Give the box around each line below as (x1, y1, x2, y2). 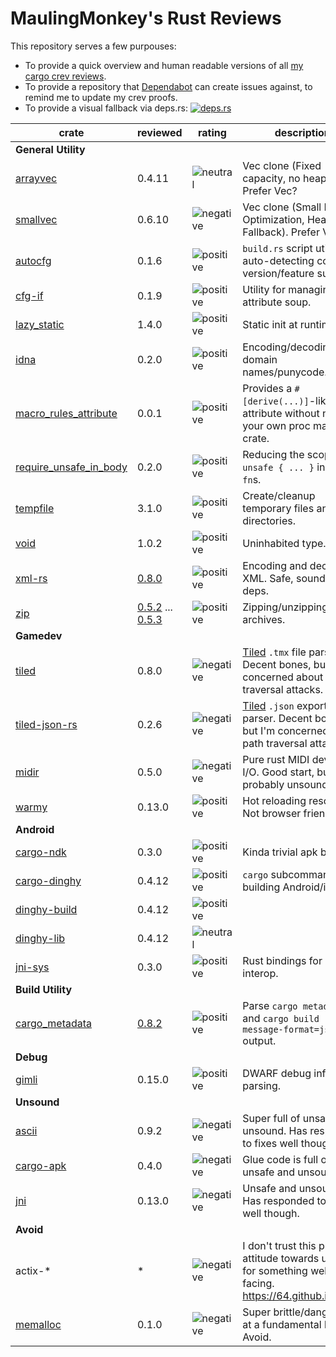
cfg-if (15, 288, 44, 302)
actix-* (15, 1263, 52, 1277)
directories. (242, 513, 296, 527)
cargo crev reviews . (24, 70, 107, 82)
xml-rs (15, 571, 48, 585)
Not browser (242, 806, 302, 820)
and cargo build (242, 1011, 320, 1025)
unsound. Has (242, 1123, 308, 1137)
